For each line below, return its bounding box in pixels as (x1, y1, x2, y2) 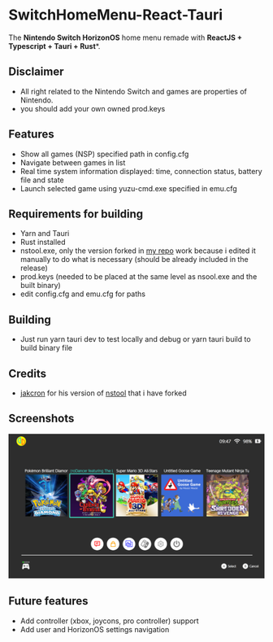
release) (19, 263, 49, 273)
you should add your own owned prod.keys (19, 103, 166, 113)
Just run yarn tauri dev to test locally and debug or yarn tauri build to (19, 334, 251, 344)
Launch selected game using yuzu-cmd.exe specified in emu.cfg (19, 183, 237, 193)
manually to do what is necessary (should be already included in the (19, 255, 249, 264)
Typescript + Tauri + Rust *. (8, 41, 101, 50)
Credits (8, 366, 47, 380)
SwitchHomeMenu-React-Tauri (8, 6, 223, 24)
